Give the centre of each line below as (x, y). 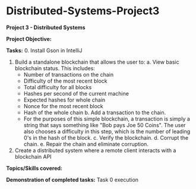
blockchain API (33, 156)
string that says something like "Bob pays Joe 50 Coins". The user (105, 125)
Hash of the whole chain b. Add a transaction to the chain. (95, 112)
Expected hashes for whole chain (64, 100)
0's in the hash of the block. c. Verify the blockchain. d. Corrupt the (106, 137)
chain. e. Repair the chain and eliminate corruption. (86, 144)
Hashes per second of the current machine (76, 93)
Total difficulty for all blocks (58, 87)
